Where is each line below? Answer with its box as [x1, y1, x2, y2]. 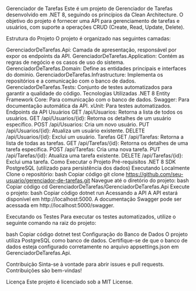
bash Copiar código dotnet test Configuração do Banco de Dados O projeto [6, 231, 188, 238]
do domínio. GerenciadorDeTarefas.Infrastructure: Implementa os [6, 71, 163, 78]
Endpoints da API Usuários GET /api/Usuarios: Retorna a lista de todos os [6, 108, 183, 115]
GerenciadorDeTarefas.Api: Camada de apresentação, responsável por [6, 46, 177, 53]
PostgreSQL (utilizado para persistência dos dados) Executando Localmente [6, 165, 190, 172]
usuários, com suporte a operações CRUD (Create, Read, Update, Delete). [6, 23, 185, 30]
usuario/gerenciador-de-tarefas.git [6, 177, 91, 184]
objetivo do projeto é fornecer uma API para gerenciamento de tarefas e [6, 18, 180, 24]
